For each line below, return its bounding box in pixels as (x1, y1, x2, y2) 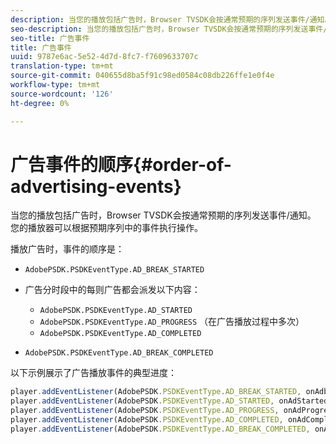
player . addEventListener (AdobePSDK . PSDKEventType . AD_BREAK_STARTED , (10, 387, 302, 397)
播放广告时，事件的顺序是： (10, 243, 125, 255)
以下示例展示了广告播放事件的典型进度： (10, 367, 177, 379)
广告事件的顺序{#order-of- (10, 153, 232, 176)
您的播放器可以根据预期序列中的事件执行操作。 (10, 222, 203, 234)
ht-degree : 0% (10, 98, 70, 108)
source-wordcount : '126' (10, 89, 114, 99)
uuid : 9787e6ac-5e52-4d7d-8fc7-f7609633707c (10, 52, 199, 62)
